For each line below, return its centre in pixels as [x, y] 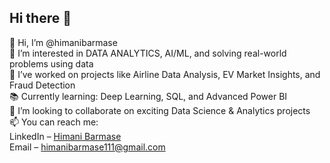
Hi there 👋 [40, 18]
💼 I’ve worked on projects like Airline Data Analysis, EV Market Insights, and [165, 74]
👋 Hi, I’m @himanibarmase [63, 42]
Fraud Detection [42, 85]
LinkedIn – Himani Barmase [65, 136]
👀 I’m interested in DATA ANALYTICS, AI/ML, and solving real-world [148, 53]
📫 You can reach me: [54, 122]
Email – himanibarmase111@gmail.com [87, 147]
